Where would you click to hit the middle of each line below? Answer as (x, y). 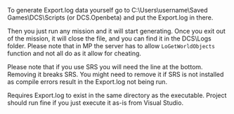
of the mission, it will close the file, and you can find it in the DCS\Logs (110, 38)
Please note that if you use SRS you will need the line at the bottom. (105, 67)
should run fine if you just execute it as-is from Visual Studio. (96, 103)
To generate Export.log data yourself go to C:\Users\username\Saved (108, 10)
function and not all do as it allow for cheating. (74, 53)
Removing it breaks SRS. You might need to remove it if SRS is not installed (116, 74)
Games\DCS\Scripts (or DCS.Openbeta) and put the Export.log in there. (110, 17)
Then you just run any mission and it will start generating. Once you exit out (117, 31)
